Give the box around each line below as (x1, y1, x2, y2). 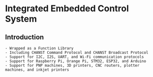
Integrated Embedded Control (5, 3, 129, 14)
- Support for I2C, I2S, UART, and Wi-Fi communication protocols (5, 54, 144, 59)
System (5, 13, 37, 25)
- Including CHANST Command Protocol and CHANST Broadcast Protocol (5, 50, 149, 55)
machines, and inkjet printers (5, 67, 69, 72)
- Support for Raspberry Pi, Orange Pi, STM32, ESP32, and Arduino (5, 59, 147, 64)
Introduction (5, 33, 44, 41)
